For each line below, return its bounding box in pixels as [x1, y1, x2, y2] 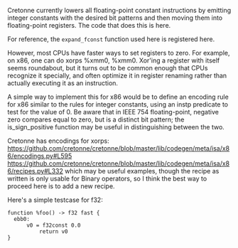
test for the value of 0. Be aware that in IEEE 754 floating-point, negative [7, 108, 219, 116]
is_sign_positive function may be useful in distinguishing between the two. [7, 123, 225, 131]
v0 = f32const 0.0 [26, 222, 81, 229]
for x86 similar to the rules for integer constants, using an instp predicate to [7, 100, 229, 109]
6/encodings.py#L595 [7, 152, 72, 160]
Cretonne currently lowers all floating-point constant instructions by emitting [7, 6, 232, 14]
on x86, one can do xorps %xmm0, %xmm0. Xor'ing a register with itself [7, 56, 220, 65]
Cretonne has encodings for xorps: [7, 136, 109, 145]
